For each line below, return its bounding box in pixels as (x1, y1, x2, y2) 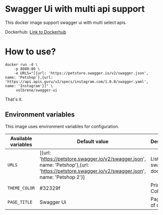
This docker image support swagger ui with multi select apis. (5, 20, 127, 25)
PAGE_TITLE (7, 199, 33, 205)
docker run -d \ (5, 62, 38, 67)
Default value (77, 138, 109, 145)
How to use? (5, 46, 56, 57)
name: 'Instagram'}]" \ (5, 83, 53, 88)
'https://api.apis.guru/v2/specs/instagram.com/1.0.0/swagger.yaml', (5, 79, 149, 84)
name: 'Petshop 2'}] (39, 174, 85, 180)
